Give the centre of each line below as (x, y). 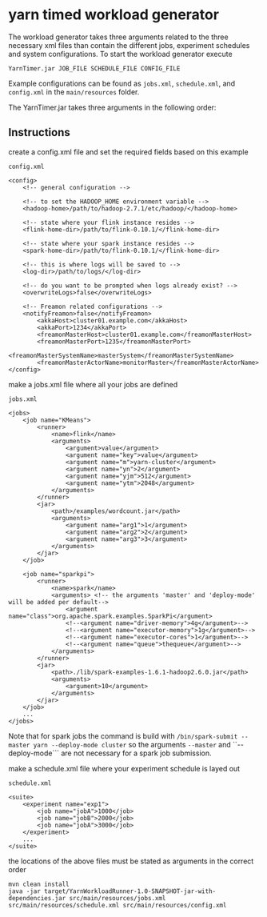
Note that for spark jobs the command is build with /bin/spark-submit (123, 736)
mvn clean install (39, 884)
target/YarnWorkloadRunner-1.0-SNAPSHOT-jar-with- (130, 891)
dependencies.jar (37, 898)
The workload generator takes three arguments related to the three (119, 37)
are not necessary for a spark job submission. (136, 753)
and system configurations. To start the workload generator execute (121, 54)
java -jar (25, 891)
